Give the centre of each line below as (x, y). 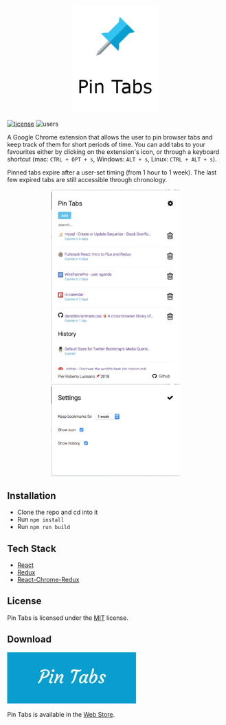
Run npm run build (44, 527)
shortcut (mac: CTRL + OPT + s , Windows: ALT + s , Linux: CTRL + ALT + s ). (112, 159)
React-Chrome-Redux (48, 580)
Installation (32, 496)
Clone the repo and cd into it (57, 512)
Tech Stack (32, 548)
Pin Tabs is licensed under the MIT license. (68, 618)
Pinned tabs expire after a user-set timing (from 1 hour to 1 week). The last (112, 172)
